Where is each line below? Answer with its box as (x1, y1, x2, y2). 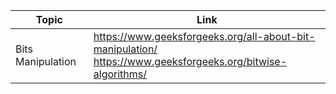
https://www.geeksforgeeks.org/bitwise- (93, 55, 288, 68)
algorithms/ (93, 67, 148, 81)
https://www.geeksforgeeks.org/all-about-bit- (93, 30, 316, 43)
